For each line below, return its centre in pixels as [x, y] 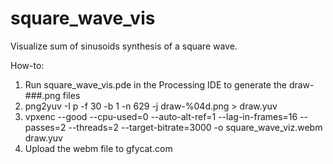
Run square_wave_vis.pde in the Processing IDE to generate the [155, 84]
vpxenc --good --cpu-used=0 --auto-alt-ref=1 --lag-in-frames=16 [161, 116]
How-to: [27, 65]
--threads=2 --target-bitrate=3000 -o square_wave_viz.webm [195, 127]
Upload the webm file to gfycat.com [98, 148]
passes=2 [45, 127]
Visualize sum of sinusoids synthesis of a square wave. [124, 46]
